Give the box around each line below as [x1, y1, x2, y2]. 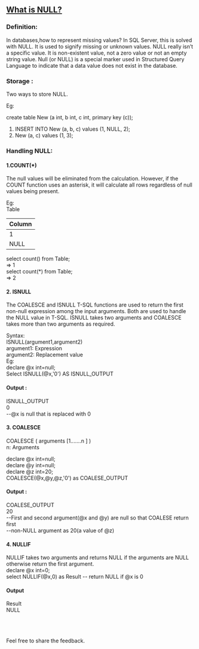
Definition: [6, 23, 38, 31]
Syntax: [6, 332, 25, 339]
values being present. [6, 188, 60, 195]
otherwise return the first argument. [6, 560, 94, 567]
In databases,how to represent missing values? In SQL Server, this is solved [6, 36, 192, 44]
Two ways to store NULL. [6, 90, 68, 98]
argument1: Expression [6, 345, 63, 352]
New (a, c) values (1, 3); [14, 131, 74, 139]
